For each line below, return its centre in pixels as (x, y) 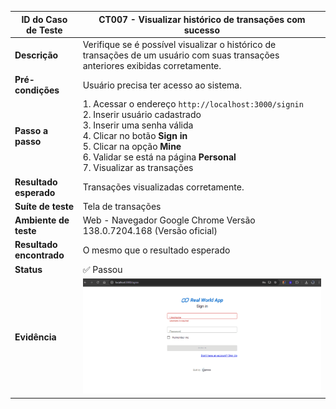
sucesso (202, 30)
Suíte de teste (44, 206)
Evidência (35, 337)
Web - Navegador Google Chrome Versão (169, 220)
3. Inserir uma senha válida (138, 125)
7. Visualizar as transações (138, 168)
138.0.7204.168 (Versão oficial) (150, 230)
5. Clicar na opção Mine (132, 147)
